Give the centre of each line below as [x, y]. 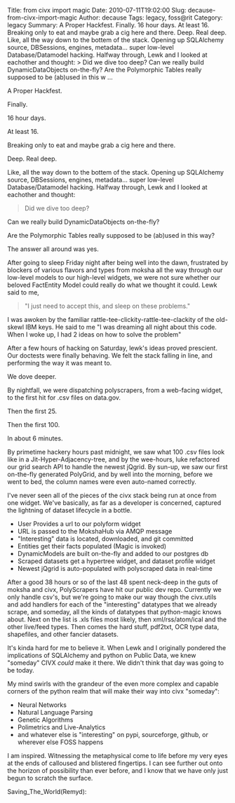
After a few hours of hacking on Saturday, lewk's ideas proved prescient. [112, 348]
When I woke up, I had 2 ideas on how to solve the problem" [94, 335]
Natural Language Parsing [55, 712]
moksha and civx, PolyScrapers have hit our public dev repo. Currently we [115, 589]
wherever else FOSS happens [60, 742]
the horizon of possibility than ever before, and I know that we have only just [118, 770]
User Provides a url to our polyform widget [79, 524]
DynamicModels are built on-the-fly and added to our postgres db [113, 554]
